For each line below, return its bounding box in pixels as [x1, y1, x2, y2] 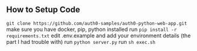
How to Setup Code [6, 5, 80, 15]
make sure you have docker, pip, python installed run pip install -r [6, 26, 177, 33]
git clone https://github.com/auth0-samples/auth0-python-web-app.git [6, 20, 187, 26]
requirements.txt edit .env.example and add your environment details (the [6, 32, 191, 39]
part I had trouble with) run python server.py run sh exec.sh [6, 38, 155, 45]
